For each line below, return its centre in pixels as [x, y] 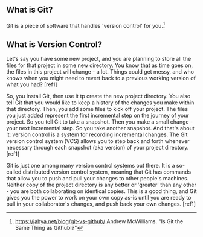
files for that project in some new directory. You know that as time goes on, [100, 65]
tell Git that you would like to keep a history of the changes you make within [100, 103]
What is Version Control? [54, 44]
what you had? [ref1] [32, 84]
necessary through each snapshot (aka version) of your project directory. [98, 148]
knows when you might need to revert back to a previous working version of [101, 78]
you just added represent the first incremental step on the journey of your [98, 115]
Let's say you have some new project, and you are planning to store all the [99, 59]
